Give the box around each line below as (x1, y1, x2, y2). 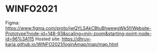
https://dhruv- (61, 36, 92, 42)
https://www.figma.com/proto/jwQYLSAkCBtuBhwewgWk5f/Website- (5, 25, 152, 31)
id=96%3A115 (5, 36, 34, 42)
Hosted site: (35, 36, 61, 42)
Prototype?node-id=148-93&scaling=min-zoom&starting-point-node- (5, 30, 152, 36)
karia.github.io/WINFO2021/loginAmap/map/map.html (5, 41, 119, 47)
